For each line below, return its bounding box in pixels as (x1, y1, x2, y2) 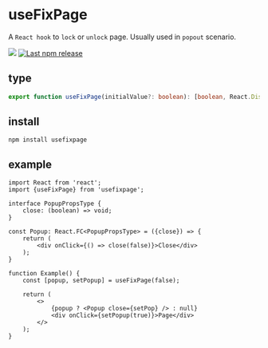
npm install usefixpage (8, 136, 88, 144)
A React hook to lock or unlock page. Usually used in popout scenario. (8, 32, 237, 42)
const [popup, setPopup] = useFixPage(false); (22, 277, 180, 285)
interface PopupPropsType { (8, 200, 102, 208)
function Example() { (8, 270, 81, 278)
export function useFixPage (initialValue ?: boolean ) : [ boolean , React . (8, 93, 251, 101)
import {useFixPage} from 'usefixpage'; (8, 186, 145, 194)
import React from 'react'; (8, 179, 102, 187)
